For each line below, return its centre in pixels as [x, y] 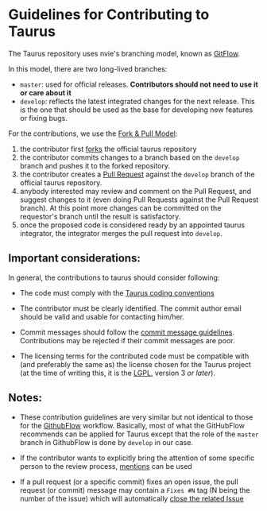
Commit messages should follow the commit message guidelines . [127, 332]
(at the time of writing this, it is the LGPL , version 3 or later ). [118, 373]
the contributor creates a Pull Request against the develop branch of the [137, 174]
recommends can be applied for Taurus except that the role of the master [139, 434]
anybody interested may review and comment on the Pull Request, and [135, 191]
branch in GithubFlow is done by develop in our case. [106, 442]
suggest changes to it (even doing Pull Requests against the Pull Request [139, 199]
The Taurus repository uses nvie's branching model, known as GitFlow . [124, 53]
